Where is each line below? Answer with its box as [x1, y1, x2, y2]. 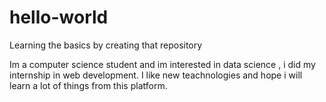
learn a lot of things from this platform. [9, 79, 168, 91]
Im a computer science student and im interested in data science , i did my [9, 58, 316, 70]
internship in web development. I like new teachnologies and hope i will [9, 69, 303, 81]
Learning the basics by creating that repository [9, 39, 203, 51]
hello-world [9, 6, 109, 29]
